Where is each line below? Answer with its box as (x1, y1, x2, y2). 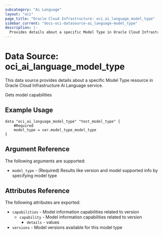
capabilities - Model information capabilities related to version (12, 209, 139, 215)
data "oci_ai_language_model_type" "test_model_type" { (5, 119, 120, 124)
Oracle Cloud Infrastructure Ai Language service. (5, 82, 103, 88)
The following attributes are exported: (5, 199, 81, 205)
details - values (26, 219, 60, 225)
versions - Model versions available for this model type (12, 225, 123, 231)
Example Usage (5, 106, 53, 115)
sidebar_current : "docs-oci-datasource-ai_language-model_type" (5, 20, 138, 26)
